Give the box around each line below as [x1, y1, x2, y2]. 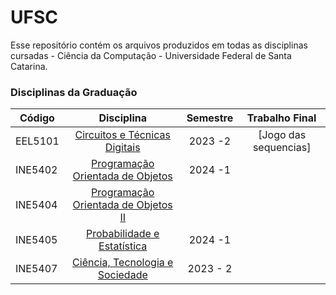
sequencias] [252, 141, 312, 155]
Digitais [104, 141, 141, 155]
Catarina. [10, 60, 48, 72]
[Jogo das [258, 128, 307, 142]
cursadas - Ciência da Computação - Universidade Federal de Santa [10, 49, 292, 61]
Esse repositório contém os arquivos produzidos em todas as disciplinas [10, 39, 308, 51]
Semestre [186, 111, 234, 125]
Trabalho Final [246, 111, 317, 125]
